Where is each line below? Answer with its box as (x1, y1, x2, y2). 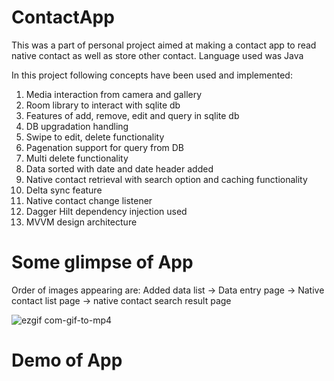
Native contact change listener (25, 194, 153, 206)
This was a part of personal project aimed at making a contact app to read (11, 39, 317, 51)
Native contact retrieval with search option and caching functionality (25, 173, 308, 185)
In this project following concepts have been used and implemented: (11, 69, 293, 81)
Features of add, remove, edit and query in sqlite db (25, 109, 240, 121)
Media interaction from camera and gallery (25, 88, 203, 100)
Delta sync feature (25, 184, 103, 196)
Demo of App (11, 349, 123, 372)
